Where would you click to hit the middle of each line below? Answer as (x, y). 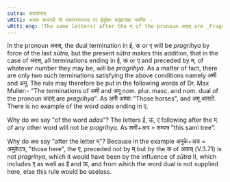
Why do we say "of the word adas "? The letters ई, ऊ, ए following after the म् (112, 120)
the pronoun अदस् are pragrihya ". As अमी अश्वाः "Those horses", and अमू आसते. (112, 99)
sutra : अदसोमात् (27, 13)
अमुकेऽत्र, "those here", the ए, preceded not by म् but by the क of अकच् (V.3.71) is (115, 149)
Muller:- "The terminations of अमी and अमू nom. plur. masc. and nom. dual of (113, 91)
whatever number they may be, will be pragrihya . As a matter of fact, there (112, 68)
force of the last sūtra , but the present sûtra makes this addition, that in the (113, 53)
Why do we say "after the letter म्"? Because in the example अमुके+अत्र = (106, 142)
